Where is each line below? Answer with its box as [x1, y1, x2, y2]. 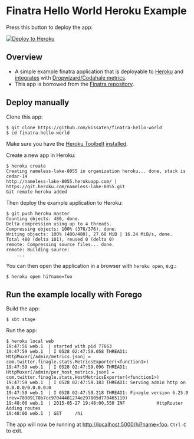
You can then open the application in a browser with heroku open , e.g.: [6, 262, 177, 269]
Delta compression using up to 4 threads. [6, 221, 112, 227]
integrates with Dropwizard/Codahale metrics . [14, 74, 127, 81]
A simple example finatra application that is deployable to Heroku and [14, 68, 184, 75]
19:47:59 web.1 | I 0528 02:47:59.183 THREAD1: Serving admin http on [6, 379, 186, 386]
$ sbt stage [6, 317, 35, 323]
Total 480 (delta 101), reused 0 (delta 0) [6, 236, 115, 243]
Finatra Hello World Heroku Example [6, 4, 187, 18]
